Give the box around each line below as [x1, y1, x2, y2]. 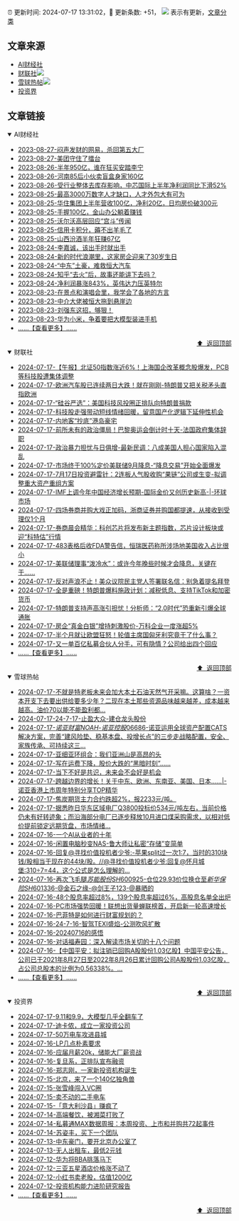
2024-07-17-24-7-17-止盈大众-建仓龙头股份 [17, 714, 147, 723]
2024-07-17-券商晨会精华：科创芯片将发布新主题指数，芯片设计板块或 [17, 524, 224, 532]
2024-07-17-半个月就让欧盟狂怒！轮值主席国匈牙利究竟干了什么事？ [17, 631, 218, 639]
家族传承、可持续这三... [17, 741, 86, 750]
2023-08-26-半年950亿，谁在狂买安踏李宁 [17, 163, 144, 172]
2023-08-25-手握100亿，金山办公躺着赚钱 [17, 208, 142, 216]
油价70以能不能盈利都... [36, 706, 106, 714]
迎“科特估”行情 [17, 532, 62, 541]
